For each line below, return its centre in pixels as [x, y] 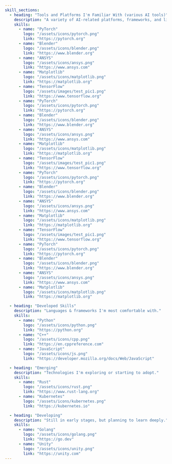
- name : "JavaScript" [42, 349]
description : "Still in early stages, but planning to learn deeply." [91, 420]
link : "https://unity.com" [52, 453]
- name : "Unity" [36, 444]
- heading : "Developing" [36, 415]
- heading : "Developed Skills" [43, 306]
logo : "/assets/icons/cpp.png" [57, 340]
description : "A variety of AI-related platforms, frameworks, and [88, 20]
